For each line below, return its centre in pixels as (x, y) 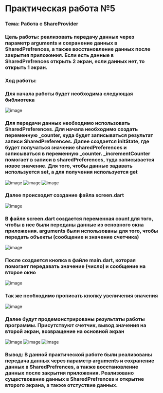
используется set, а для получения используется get (71, 172)
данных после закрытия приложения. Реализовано (70, 373)
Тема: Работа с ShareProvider (42, 24)
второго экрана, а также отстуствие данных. (62, 385)
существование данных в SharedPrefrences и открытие (75, 379)
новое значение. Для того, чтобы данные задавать (69, 166)
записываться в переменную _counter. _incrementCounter (78, 153)
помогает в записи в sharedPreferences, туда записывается (80, 160)
